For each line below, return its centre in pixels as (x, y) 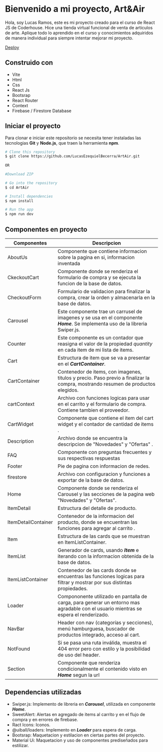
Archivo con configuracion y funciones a (104, 474)
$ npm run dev (19, 214)
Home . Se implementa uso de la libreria (102, 324)
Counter (17, 344)
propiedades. (73, 589)
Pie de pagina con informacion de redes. (104, 466)
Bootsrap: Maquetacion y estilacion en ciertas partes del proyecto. (79, 735)
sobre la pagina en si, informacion (96, 257)
